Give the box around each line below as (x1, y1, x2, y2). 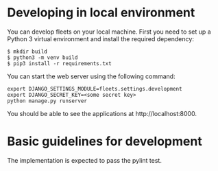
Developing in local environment (7, 5, 195, 21)
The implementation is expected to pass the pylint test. (7, 156, 162, 164)
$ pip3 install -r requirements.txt (7, 60, 112, 67)
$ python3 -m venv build (7, 54, 78, 61)
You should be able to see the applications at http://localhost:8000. (7, 109, 197, 117)
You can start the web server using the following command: (7, 72, 176, 80)
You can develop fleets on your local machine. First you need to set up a (7, 27, 211, 36)
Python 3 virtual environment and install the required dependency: (7, 34, 194, 43)
